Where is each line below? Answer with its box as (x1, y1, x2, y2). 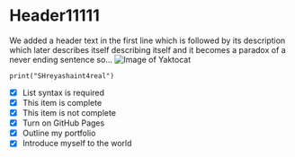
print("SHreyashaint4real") (9, 71, 115, 81)
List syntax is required (22, 87, 105, 98)
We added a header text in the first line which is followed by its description (9, 35, 286, 46)
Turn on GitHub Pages (22, 118, 105, 128)
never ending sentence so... (9, 54, 112, 65)
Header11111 (9, 5, 101, 26)
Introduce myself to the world (22, 138, 132, 149)
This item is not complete (22, 108, 117, 118)
